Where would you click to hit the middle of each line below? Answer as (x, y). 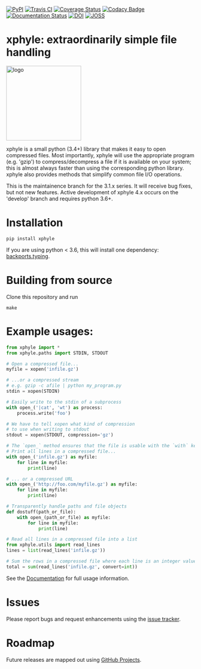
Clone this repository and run (42, 297)
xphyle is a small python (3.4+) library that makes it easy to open (86, 149)
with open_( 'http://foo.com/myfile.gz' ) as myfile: (72, 484)
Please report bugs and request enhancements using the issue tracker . (94, 619)
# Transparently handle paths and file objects (67, 506)
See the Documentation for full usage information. (68, 578)
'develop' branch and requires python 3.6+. (60, 198)
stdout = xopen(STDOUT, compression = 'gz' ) (60, 435)
